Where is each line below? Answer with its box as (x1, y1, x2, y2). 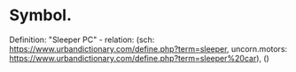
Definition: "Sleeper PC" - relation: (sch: (9, 34, 155, 45)
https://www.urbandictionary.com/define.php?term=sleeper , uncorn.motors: (9, 43, 288, 54)
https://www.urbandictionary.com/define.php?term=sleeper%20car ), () (9, 53, 270, 63)
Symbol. (9, 5, 73, 25)
